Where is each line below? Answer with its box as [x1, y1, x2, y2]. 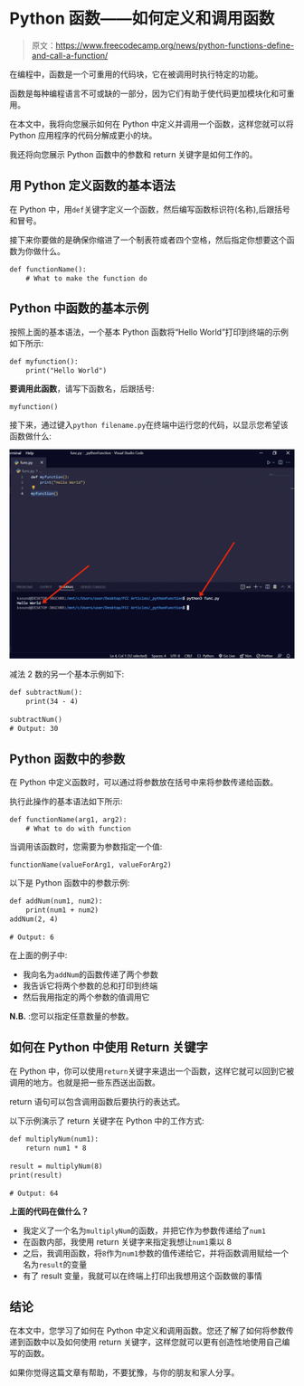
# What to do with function [25, 824, 131, 833]
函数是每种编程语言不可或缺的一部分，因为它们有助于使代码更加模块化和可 [9, 88, 287, 99]
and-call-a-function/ [31, 50, 109, 61]
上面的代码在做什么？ [9, 1205, 89, 1217]
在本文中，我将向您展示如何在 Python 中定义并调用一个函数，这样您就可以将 [9, 119, 294, 129]
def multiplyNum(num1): [9, 1134, 100, 1144]
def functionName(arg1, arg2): [9, 815, 128, 824]
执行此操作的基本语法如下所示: [9, 795, 124, 806]
